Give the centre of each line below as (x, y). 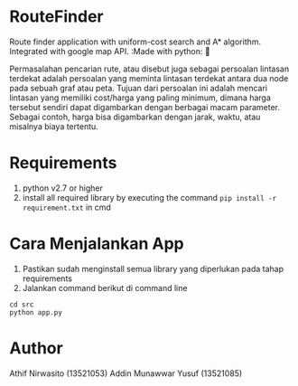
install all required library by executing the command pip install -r (149, 197)
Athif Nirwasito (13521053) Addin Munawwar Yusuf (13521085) (126, 373)
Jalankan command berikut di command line (105, 287)
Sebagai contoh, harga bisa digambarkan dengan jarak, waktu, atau (135, 117)
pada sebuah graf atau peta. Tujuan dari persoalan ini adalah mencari (139, 88)
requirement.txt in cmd (66, 207)
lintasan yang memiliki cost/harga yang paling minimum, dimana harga (140, 98)
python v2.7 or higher (63, 188)
